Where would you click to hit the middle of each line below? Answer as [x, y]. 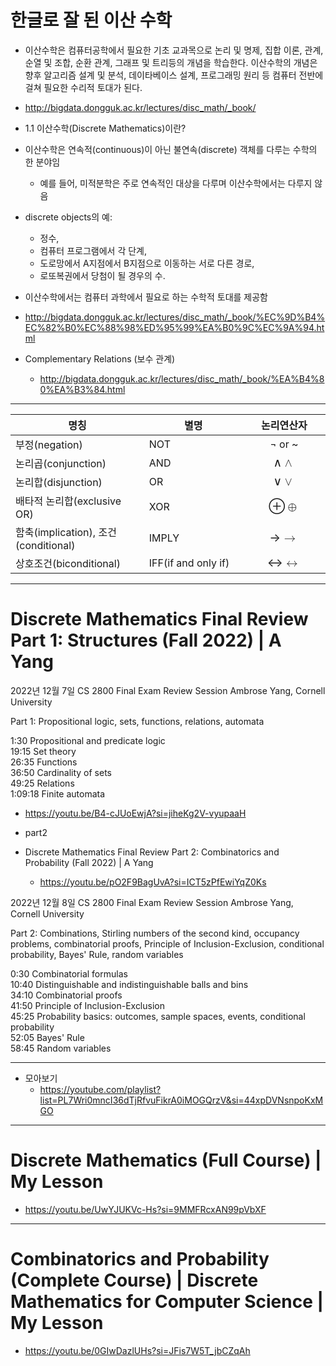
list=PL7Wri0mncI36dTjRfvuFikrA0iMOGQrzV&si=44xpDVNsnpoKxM [181, 1100]
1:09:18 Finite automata [58, 793]
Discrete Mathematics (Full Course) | [166, 1160]
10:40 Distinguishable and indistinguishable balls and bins [129, 984]
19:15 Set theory [43, 751]
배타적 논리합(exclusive [68, 501]
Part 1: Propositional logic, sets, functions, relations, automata [137, 721]
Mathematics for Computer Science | [167, 1302]
